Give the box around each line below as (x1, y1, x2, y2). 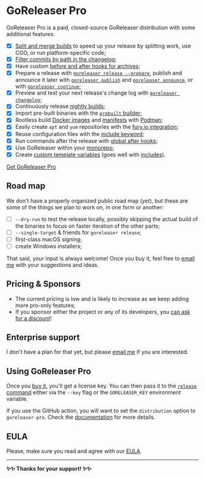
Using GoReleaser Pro (6, 366, 92, 376)
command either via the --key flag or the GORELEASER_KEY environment (6, 389, 181, 396)
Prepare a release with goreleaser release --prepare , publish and (15, 70, 182, 77)
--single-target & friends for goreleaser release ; (15, 228, 142, 236)
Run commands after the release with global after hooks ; (15, 137, 158, 144)
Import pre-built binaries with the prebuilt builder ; (15, 109, 142, 117)
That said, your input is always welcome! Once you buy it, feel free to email (6, 255, 195, 262)
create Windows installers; (15, 242, 82, 250)
